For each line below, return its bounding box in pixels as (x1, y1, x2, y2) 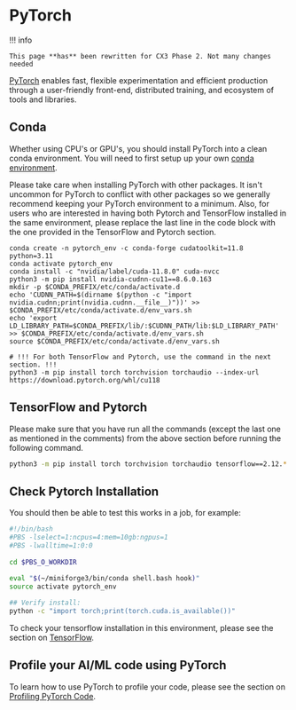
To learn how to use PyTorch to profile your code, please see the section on (9, 681, 286, 692)
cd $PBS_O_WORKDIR (9, 557, 77, 566)
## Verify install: (9, 598, 82, 608)
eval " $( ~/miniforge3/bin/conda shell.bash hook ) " (9, 573, 200, 582)
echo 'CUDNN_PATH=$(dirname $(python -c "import (9, 290, 192, 299)
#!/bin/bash (9, 525, 53, 533)
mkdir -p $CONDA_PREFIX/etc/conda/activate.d (9, 282, 180, 291)
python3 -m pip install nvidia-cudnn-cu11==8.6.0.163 (9, 274, 213, 284)
